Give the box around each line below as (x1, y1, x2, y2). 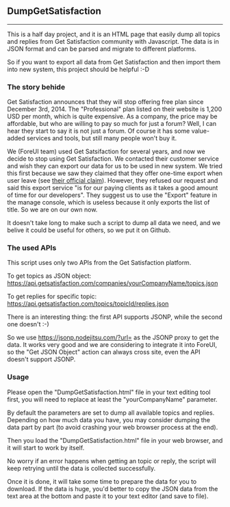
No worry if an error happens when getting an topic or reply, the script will (7, 456, 217, 465)
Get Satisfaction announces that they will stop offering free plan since (7, 98, 204, 106)
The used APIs (7, 243, 57, 252)
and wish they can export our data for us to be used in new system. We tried (7, 162, 222, 170)
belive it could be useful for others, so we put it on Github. (7, 226, 171, 235)
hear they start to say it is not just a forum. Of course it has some (7, 127, 190, 135)
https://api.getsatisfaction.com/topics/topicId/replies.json (7, 300, 169, 308)
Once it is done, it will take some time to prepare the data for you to (7, 477, 197, 485)
